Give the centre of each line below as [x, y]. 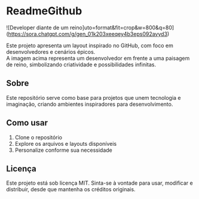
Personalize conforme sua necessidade [63, 150]
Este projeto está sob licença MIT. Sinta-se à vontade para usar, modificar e [99, 183]
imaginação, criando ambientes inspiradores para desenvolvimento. [90, 104]
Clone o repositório [39, 137]
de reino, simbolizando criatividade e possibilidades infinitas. [81, 65]
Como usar [27, 123]
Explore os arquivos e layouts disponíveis [66, 143]
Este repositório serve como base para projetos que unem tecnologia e [94, 97]
